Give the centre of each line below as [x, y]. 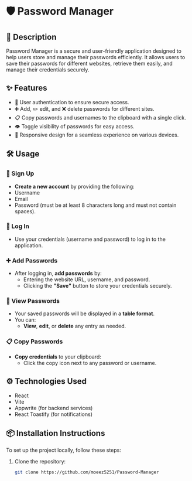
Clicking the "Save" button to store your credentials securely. [97, 286]
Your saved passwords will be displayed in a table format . [85, 313]
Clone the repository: [40, 462]
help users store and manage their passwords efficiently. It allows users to [96, 57]
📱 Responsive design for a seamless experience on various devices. [97, 135]
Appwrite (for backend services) [54, 408]
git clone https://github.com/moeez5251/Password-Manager [87, 472]
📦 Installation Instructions [56, 433]
